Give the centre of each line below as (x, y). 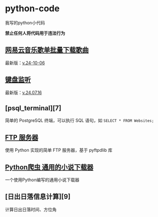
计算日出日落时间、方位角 (31, 209)
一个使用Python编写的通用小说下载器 (42, 180)
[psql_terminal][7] (33, 108)
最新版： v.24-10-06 (25, 63)
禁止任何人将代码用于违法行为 (35, 33)
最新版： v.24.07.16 (23, 92)
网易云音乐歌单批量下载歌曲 (47, 50)
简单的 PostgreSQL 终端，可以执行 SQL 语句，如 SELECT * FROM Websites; (79, 121)
